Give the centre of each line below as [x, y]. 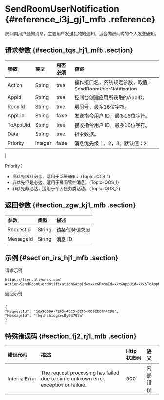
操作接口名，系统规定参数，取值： [113, 82]
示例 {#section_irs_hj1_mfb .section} [62, 258]
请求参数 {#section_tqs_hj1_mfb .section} [69, 51]
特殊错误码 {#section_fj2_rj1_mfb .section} [71, 336]
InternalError [22, 379]
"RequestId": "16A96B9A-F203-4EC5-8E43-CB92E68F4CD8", [62, 311]
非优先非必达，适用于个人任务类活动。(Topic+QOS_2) [66, 188]
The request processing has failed [80, 373]
